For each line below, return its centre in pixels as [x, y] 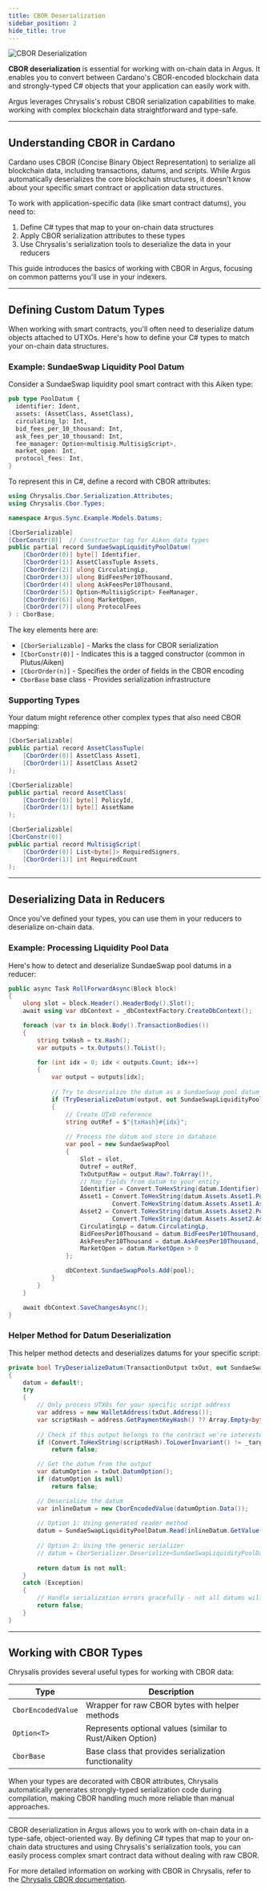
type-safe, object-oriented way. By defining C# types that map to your [124, 1838]
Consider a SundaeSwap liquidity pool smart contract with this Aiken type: [131, 384]
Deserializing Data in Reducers [87, 899]
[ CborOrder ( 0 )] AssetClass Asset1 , [82, 756]
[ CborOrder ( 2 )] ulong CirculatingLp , [86, 570]
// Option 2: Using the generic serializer [110, 1546]
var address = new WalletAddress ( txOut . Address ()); [125, 1412]
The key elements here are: [53, 630]
